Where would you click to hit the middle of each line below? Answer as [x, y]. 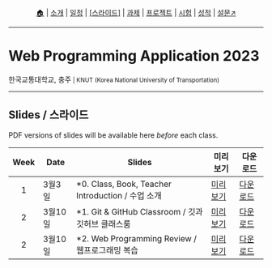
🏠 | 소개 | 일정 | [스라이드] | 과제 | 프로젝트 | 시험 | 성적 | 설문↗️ [136, 13]
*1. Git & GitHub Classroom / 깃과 [140, 211]
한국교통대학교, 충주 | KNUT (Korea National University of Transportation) [114, 79]
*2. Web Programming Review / [136, 238]
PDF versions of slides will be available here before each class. [113, 135]
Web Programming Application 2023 [134, 56]
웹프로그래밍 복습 [108, 250]
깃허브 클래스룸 [104, 223]
